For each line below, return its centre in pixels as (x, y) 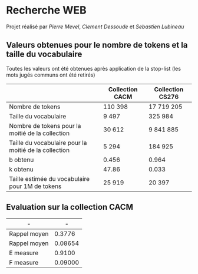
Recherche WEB (46, 10)
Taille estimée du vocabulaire (49, 179)
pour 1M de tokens (35, 186)
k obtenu (21, 169)
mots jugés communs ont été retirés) (51, 75)
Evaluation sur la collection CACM (70, 207)
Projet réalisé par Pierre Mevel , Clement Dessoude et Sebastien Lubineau (95, 27)
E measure (24, 253)
